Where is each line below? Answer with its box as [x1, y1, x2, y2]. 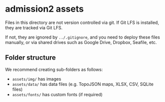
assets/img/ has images [12, 76, 62, 82]
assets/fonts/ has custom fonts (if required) [12, 91, 103, 97]
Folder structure [5, 54, 56, 62]
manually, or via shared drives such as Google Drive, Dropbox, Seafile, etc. [5, 39, 157, 45]
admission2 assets [5, 3, 84, 15]
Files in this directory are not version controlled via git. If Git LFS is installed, [5, 20, 159, 25]
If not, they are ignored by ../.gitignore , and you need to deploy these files [5, 34, 160, 40]
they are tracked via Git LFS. [5, 24, 63, 30]
